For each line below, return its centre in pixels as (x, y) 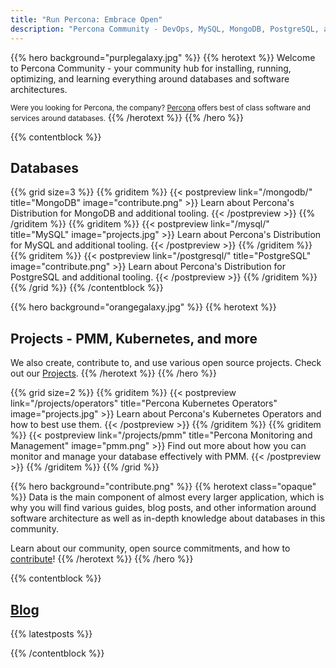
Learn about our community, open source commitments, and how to (150, 548)
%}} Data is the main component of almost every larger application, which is (167, 497)
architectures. (39, 89)
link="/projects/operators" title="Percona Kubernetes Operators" (144, 403)
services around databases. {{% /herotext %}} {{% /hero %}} (127, 117)
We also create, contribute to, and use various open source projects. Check (166, 363)
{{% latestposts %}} (51, 633)
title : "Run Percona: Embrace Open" (86, 19)
